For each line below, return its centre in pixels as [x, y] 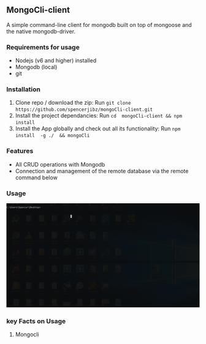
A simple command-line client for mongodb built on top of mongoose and [99, 24]
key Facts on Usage [36, 321]
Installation [24, 89]
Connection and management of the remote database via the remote [102, 171]
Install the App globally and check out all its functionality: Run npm [98, 129]
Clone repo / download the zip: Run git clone [73, 103]
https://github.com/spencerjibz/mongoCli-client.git [84, 110]
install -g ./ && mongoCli [52, 136]
